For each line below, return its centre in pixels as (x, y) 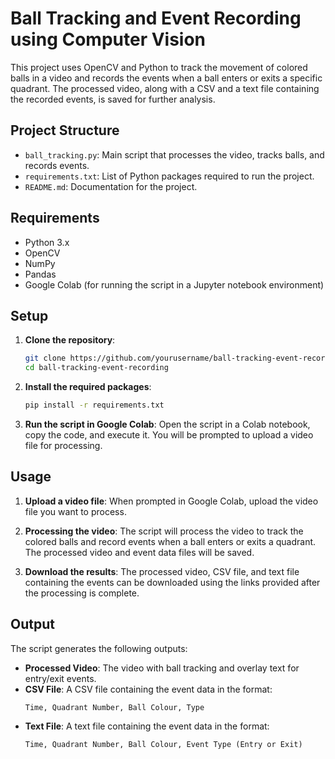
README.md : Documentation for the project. (111, 186)
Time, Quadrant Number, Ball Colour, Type (114, 707)
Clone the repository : (70, 340)
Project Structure (65, 130)
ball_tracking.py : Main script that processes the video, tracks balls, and (174, 154)
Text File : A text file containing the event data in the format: (147, 726)
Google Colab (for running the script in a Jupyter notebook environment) (174, 284)
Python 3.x (47, 242)
